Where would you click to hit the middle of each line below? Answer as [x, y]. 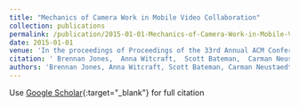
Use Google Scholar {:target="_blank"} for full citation [107, 92]
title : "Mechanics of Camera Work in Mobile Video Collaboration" [135, 17]
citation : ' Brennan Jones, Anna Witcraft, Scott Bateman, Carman [141, 59]
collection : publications [57, 26]
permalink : [29, 34]
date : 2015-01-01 [41, 42]
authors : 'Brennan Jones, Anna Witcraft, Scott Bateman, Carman [131, 68]
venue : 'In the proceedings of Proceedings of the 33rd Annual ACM [137, 51]
